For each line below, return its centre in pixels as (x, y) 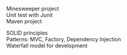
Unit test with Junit (29, 15)
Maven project (24, 21)
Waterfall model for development (47, 45)
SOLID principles (27, 33)
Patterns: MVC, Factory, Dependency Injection (64, 39)
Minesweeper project (33, 9)
